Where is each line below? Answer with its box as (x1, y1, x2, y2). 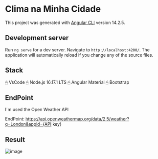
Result (5, 136, 25, 144)
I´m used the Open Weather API (5, 107, 69, 113)
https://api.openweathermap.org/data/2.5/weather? (25, 116, 130, 122)
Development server (5, 34, 69, 42)
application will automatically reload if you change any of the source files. (5, 52, 153, 58)
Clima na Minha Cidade (5, 3, 101, 15)
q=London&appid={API (5, 121, 52, 127)
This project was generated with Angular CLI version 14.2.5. (5, 20, 125, 25)
